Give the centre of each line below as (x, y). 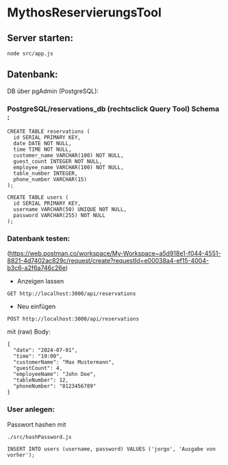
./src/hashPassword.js (39, 437)
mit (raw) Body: (29, 332)
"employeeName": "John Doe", (55, 375)
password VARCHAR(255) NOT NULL (60, 216)
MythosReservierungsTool (85, 13)
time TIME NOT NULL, (42, 150)
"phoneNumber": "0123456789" (55, 386)
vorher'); (21, 455)
